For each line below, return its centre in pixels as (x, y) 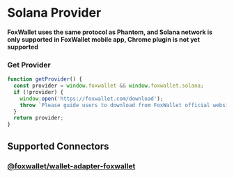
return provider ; (39, 118)
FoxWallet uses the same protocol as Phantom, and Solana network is (110, 32)
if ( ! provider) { (39, 92)
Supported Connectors (58, 146)
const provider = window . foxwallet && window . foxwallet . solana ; (109, 86)
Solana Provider (54, 13)
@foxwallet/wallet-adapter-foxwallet (71, 166)
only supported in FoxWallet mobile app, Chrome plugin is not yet (104, 39)
